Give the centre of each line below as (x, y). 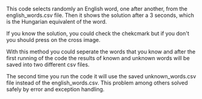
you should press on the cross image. (53, 40)
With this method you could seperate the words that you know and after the (101, 52)
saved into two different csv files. (48, 64)
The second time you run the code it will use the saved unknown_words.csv (101, 76)
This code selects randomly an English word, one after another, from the (97, 9)
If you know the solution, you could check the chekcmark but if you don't (98, 33)
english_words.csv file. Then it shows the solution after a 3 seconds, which (100, 15)
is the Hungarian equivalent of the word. (57, 22)
